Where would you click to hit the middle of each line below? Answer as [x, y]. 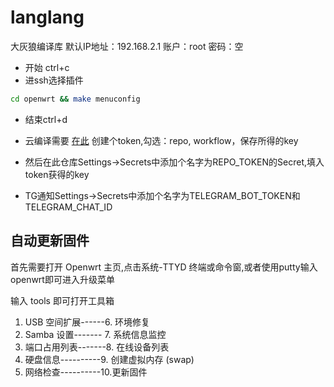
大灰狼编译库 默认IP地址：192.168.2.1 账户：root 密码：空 [127, 46]
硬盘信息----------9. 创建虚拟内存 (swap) [109, 359]
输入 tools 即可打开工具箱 [62, 300]
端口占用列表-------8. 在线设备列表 [97, 347]
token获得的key [57, 174]
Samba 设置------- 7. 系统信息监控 [95, 334]
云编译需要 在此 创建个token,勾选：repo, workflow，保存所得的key [161, 140]
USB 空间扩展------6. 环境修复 [87, 322]
